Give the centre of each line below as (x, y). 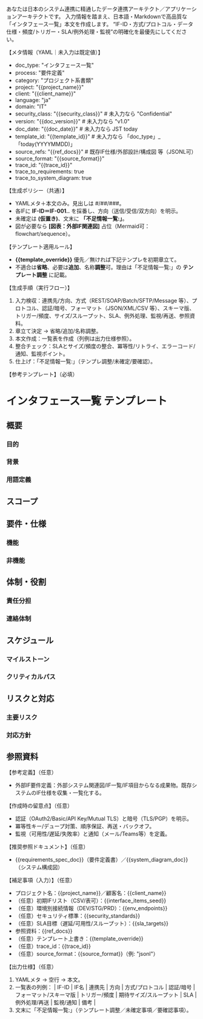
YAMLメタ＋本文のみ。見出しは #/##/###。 (70, 203)
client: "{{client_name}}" (45, 94)
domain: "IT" (31, 106)
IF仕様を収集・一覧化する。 (70, 793)
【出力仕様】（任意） (32, 967)
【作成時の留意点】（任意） (39, 806)
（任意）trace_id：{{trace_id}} (53, 946)
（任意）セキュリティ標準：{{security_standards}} (78, 916)
